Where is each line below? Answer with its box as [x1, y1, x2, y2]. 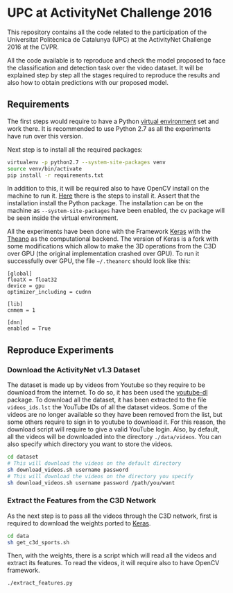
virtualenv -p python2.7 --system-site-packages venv [7, 159, 166, 166]
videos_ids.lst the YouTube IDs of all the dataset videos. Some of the [7, 403, 208, 411]
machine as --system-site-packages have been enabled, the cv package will [7, 207, 225, 215]
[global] [7, 270, 33, 278]
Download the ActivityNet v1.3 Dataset [7, 365, 141, 374]
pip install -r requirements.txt [7, 172, 104, 179]
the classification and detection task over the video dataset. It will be [7, 63, 203, 72]
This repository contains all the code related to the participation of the [7, 28, 207, 36]
